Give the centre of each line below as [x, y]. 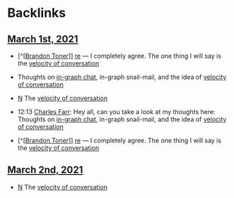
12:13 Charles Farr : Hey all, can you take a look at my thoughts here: [116, 112]
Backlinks [37, 13]
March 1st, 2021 [43, 39]
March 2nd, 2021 [45, 170]
